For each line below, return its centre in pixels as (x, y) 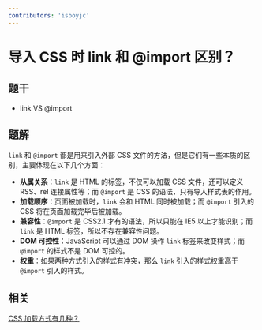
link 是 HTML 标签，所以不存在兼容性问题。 (92, 231)
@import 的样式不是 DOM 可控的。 (75, 251)
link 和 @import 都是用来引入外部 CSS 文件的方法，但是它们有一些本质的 (126, 156)
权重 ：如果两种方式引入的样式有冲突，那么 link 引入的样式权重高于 (129, 261)
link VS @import (46, 108)
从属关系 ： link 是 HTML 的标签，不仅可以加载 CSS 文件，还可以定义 (131, 182)
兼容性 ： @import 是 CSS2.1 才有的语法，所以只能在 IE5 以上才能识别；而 (136, 221)
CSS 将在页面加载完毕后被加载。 (73, 212)
